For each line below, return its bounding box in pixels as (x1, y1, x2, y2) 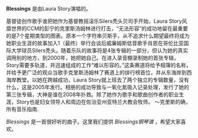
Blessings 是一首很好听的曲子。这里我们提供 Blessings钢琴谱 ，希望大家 (6, 118, 181, 125)
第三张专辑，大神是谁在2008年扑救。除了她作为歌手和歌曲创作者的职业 (6, 91, 179, 98)
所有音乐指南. (6, 106, 39, 113)
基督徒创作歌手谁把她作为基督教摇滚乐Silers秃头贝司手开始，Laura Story (6, 18, 182, 25)
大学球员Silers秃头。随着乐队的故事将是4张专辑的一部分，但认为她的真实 (11, 47, 189, 54)
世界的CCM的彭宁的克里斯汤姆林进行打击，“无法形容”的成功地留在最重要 (11, 25, 189, 32)
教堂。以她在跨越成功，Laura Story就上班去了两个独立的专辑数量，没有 (16, 76, 190, 83)
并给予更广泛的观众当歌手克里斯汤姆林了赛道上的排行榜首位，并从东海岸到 (6, 69, 187, 76)
